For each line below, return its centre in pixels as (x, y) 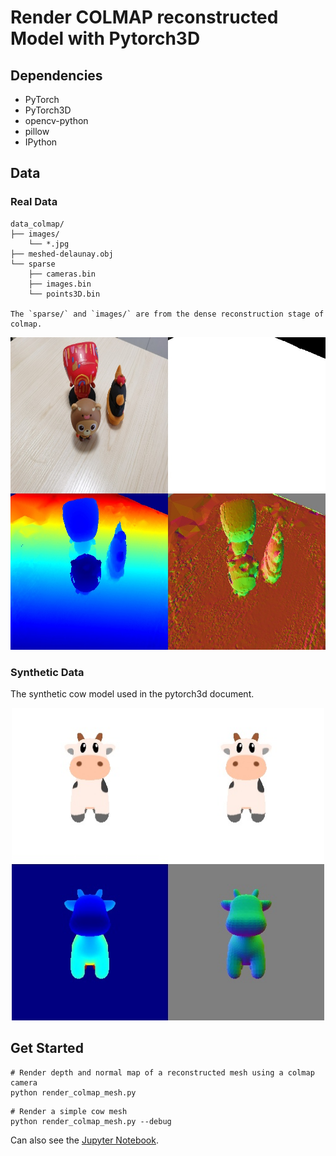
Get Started (47, 1048)
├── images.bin (60, 284)
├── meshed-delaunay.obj (62, 254)
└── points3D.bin (64, 294)
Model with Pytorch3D (105, 38)
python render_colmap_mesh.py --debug (91, 1121)
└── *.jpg (49, 244)
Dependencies (56, 75)
